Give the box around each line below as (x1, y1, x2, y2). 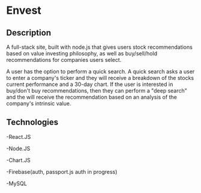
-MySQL (6, 180, 27, 187)
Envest (6, 4, 42, 17)
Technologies (6, 117, 59, 127)
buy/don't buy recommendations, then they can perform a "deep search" (6, 87, 188, 94)
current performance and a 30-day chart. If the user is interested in (6, 81, 173, 88)
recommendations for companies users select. (6, 57, 122, 63)
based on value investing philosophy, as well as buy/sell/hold (6, 50, 158, 57)
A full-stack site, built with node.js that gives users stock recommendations (6, 43, 193, 51)
